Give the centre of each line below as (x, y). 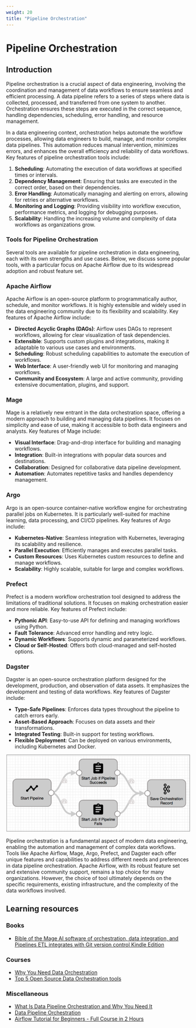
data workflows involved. (36, 891)
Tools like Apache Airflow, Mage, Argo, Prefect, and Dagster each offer (91, 853)
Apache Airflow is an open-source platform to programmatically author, (92, 299)
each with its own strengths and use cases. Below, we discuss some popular (98, 258)
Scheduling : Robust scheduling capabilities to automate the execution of (102, 354)
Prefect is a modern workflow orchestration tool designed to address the (93, 596)
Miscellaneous (27, 993)
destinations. (30, 461)
